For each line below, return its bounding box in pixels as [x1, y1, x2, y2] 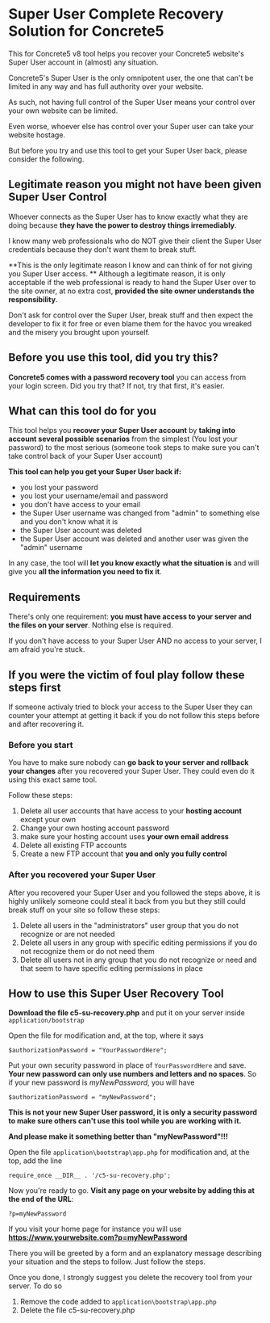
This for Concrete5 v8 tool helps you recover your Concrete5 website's [8, 48, 244, 58]
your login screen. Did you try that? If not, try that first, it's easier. [8, 380, 225, 390]
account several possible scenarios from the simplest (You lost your [8, 434, 238, 444]
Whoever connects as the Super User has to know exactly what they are [8, 212, 248, 221]
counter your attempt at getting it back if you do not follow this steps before [8, 711, 260, 720]
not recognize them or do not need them [19, 946, 155, 955]
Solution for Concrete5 [8, 22, 164, 40]
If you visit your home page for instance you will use [8, 1224, 182, 1234]
